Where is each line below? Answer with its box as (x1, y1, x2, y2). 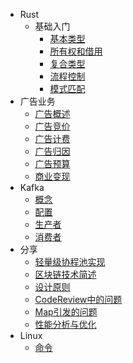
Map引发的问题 (34, 306, 98, 318)
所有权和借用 (49, 45, 103, 57)
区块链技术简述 (34, 269, 97, 280)
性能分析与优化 (34, 319, 97, 330)
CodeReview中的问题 (34, 294, 123, 305)
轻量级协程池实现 (34, 256, 106, 268)
